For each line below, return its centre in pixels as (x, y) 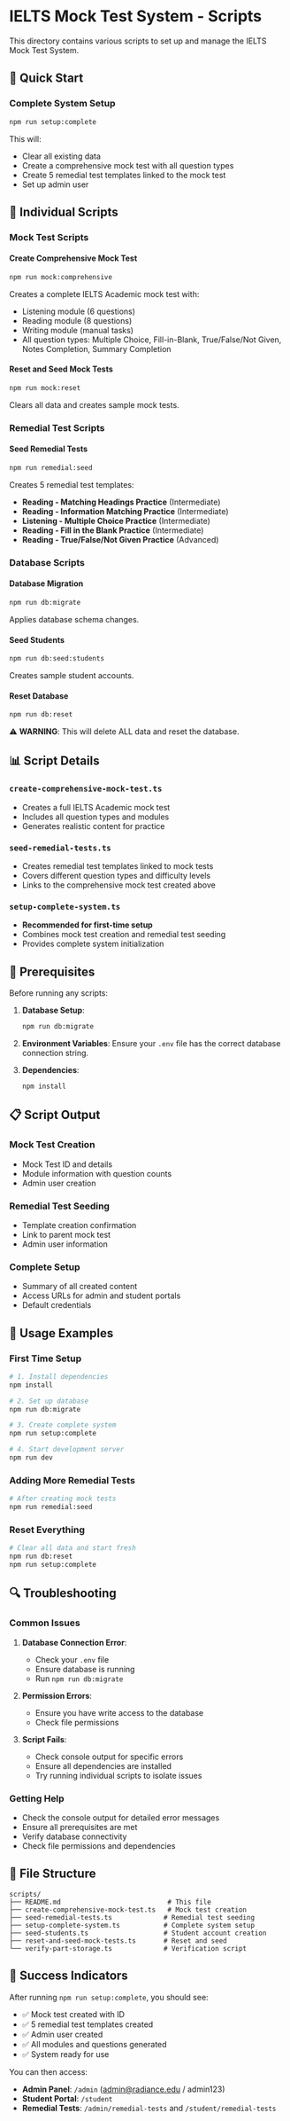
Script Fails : (44, 1739)
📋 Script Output (55, 1115)
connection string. (55, 1053)
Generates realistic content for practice (93, 826)
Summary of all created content (80, 1287)
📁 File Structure (53, 1874)
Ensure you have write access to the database (119, 1712)
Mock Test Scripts (49, 237)
